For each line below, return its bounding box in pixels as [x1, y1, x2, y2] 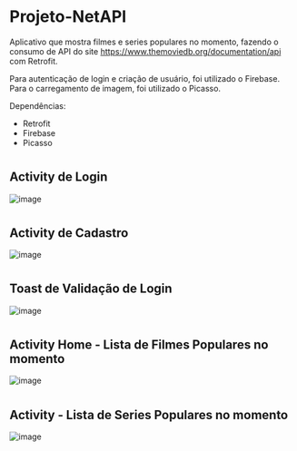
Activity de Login [9, 170, 108, 185]
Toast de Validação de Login [9, 281, 173, 297]
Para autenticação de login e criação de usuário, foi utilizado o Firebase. [9, 73, 280, 83]
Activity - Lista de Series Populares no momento [9, 407, 289, 423]
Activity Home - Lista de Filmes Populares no [9, 337, 269, 352]
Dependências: [9, 100, 66, 111]
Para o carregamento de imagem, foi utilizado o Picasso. [9, 83, 221, 93]
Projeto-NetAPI [9, 6, 127, 27]
